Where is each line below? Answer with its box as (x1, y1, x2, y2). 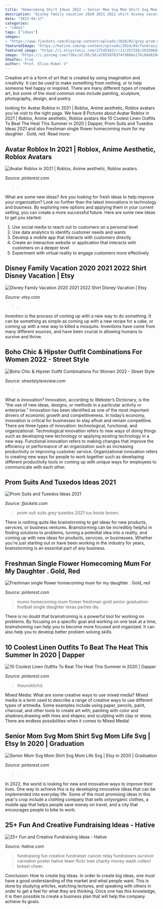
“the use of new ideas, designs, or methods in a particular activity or (5, 402, 142, 407)
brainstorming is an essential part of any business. (5, 545, 106, 551)
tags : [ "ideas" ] (5, 30, 38, 35)
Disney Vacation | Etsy (5, 271, 75, 280)
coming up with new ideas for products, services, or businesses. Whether (5, 535, 153, 541)
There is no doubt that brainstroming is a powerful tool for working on (5, 614, 145, 619)
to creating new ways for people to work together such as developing (5, 454, 144, 460)
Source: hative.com (5, 843, 44, 849)
